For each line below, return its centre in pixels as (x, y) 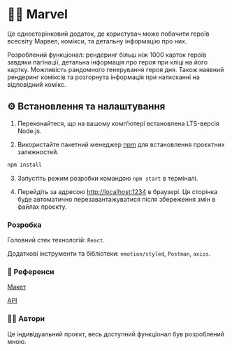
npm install (24, 165)
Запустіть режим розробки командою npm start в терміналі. (108, 178)
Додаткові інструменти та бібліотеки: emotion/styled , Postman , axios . (109, 253)
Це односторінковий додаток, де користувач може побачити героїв (108, 34)
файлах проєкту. (42, 207)
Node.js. (29, 131)
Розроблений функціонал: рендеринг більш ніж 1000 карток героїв (107, 55)
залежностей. (38, 152)
